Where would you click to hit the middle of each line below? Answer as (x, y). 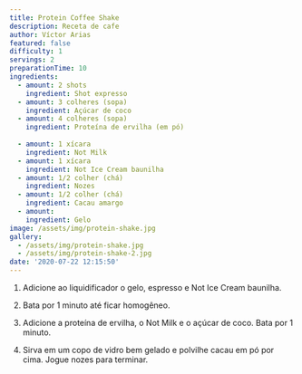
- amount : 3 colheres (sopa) (73, 102)
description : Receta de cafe (64, 26)
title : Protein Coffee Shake (64, 18)
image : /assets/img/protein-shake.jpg (83, 228)
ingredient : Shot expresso (77, 93)
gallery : (26, 236)
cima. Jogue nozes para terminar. (85, 360)
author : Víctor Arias (50, 34)
